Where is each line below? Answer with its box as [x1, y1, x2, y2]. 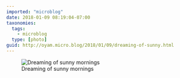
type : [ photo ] [11, 37, 47, 43]
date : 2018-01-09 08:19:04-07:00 [6, 14, 91, 20]
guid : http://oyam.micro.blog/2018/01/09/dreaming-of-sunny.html [6, 43, 174, 49]
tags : [11, 25, 26, 32]
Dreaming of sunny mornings [21, 65, 94, 72]
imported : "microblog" [6, 8, 63, 15]
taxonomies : [6, 20, 36, 26]
